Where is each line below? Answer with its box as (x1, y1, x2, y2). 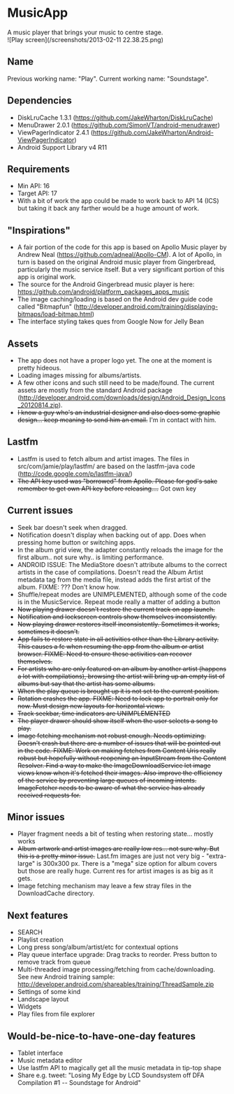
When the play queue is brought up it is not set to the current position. (17, 687, 219, 695)
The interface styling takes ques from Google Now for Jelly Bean (17, 317, 205, 326)
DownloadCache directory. (17, 889, 95, 897)
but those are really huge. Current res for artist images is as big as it (17, 867, 214, 876)
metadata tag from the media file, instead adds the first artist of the (17, 575, 211, 584)
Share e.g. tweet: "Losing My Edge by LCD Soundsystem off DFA (17, 1071, 205, 1079)
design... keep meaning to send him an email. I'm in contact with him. (17, 416, 217, 424)
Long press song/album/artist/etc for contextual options (17, 943, 179, 951)
